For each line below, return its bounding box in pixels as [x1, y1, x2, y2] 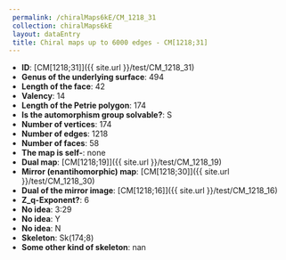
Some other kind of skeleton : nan [20, 242, 146, 253]
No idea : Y [20, 214, 61, 224]
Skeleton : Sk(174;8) [20, 232, 94, 243]
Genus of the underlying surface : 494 [20, 72, 165, 83]
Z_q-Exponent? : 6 [20, 195, 90, 206]
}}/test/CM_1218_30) [20, 175, 95, 187]
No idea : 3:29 [20, 204, 72, 215]
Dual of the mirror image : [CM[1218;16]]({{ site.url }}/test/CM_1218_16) [20, 185, 278, 196]
